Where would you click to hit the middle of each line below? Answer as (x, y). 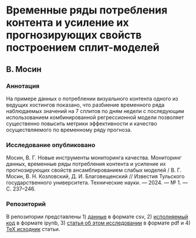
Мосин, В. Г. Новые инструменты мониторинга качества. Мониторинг (94, 158)
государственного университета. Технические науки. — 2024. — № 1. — (97, 183)
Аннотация (23, 86)
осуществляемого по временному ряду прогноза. (69, 130)
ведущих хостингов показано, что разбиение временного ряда (85, 105)
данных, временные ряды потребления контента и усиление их (86, 164)
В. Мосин (24, 69)
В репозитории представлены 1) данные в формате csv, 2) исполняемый (97, 217)
